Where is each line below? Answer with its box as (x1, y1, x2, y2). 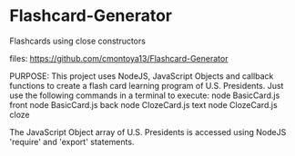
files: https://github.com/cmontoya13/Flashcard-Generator (9, 53, 229, 63)
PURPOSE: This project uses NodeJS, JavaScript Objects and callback (9, 70, 274, 82)
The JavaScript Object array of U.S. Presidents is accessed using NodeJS (9, 126, 287, 137)
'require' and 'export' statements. (9, 136, 135, 147)
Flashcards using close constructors (9, 35, 146, 46)
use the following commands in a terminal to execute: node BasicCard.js (9, 90, 280, 101)
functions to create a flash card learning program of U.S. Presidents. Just (9, 80, 284, 91)
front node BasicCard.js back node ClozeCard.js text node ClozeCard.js (9, 99, 278, 110)
